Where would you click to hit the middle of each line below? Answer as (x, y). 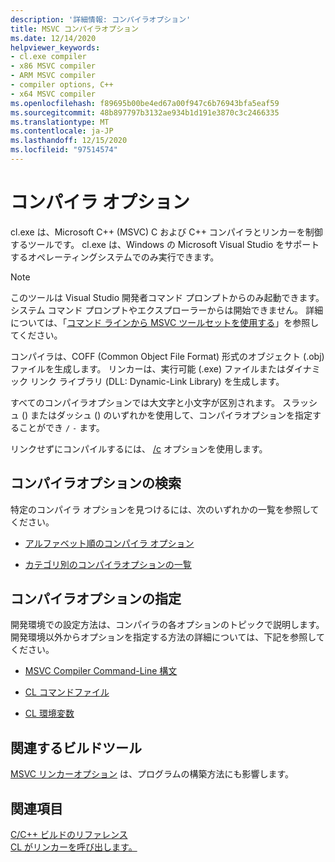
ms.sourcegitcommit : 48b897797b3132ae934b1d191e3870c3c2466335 (145, 112)
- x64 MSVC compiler (53, 94)
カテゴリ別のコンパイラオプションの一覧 (108, 564)
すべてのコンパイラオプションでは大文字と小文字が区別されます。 (145, 402)
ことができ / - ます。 (61, 427)
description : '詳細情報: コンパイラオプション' (101, 19)
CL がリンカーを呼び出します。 (74, 847)
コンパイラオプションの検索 (96, 483)
